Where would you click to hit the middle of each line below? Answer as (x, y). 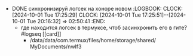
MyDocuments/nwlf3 (56, 46)
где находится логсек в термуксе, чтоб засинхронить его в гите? (104, 27)
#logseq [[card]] (41, 34)
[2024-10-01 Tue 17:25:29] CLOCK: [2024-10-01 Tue (76, 15)
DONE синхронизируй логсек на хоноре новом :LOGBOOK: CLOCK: (97, 9)
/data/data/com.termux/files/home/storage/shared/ (93, 40)
